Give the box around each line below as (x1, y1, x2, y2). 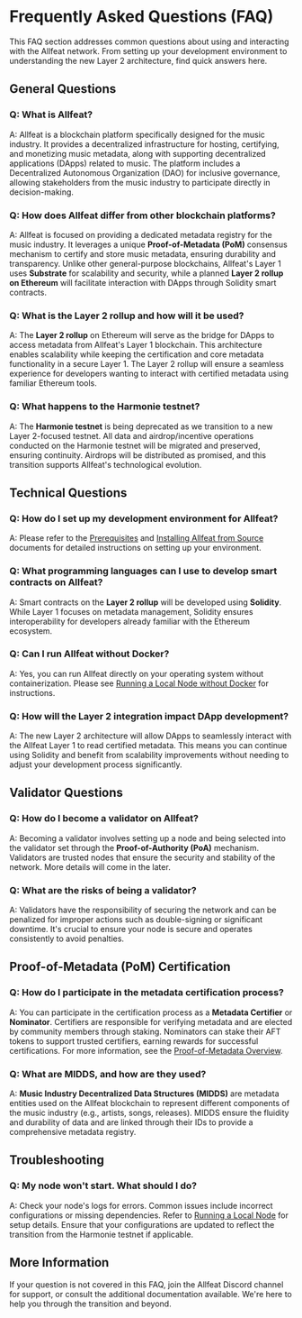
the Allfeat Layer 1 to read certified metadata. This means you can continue (9, 740, 288, 751)
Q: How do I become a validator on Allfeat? (9, 812, 200, 825)
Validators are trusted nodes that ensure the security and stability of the (9, 852, 276, 863)
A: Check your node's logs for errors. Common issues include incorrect (9, 1200, 273, 1211)
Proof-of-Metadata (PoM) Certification (9, 959, 231, 975)
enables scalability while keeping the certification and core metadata (9, 349, 264, 360)
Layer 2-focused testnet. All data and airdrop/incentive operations (9, 430, 254, 441)
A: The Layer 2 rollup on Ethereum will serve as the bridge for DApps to (9, 330, 275, 341)
